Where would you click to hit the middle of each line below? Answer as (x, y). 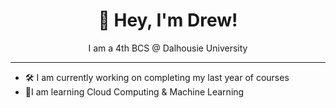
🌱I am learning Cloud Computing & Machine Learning (134, 91)
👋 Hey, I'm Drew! (168, 20)
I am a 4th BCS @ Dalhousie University (168, 48)
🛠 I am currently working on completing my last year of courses (157, 77)
